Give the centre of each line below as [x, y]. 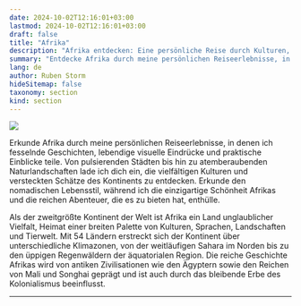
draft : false [34, 34]
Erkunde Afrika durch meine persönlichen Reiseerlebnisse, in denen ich [141, 143]
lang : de [26, 68]
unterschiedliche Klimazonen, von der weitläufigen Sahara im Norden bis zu [149, 246]
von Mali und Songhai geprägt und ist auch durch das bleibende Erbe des [145, 275]
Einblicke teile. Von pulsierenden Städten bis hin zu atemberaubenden [138, 162]
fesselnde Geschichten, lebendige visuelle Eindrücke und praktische [136, 152]
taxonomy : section [43, 92]
